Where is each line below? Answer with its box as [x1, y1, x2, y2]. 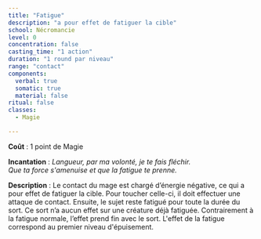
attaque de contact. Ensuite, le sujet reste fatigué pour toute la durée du [8, 197, 241, 206]
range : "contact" [8, 63, 65, 71]
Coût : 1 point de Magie [8, 142, 84, 151]
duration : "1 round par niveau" [8, 56, 114, 63]
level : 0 [8, 33, 37, 42]
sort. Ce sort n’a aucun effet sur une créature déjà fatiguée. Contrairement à [8, 205, 254, 215]
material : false [15, 92, 68, 100]
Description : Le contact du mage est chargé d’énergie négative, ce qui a [8, 180, 245, 190]
